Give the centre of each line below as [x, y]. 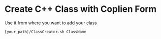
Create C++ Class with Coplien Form [81, 9]
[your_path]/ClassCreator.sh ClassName [46, 32]
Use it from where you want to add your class [51, 23]
